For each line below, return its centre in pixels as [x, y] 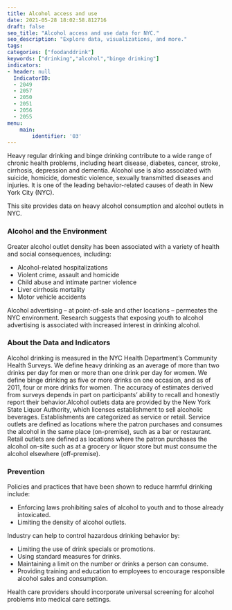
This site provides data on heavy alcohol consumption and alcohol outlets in [115, 206]
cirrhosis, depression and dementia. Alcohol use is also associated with [109, 171]
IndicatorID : [32, 78]
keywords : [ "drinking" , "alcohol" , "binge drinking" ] [83, 59]
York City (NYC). [31, 193]
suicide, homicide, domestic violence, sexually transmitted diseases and [110, 178]
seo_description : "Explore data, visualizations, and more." [97, 40]
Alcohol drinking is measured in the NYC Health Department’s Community [112, 358]
